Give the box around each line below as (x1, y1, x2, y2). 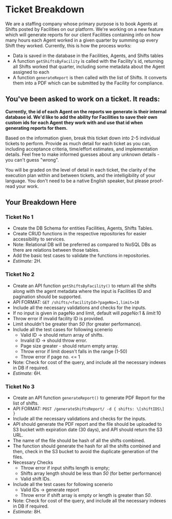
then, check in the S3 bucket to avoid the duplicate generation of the (12, 448, 158, 455)
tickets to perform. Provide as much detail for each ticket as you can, (5, 140, 151, 146)
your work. (16, 183, 39, 189)
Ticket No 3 (5, 383, 35, 390)
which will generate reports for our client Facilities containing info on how (5, 31, 161, 38)
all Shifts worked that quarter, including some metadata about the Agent (12, 63, 165, 70)
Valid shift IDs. (20, 476, 51, 482)
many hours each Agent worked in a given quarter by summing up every (5, 37, 158, 43)
